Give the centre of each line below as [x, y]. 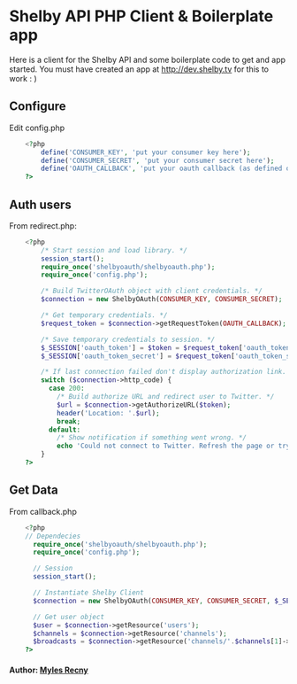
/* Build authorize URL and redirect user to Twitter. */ [165, 397]
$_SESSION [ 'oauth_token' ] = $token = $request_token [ [142, 347]
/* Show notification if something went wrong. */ [152, 438]
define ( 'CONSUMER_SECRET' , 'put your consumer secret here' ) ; [158, 160]
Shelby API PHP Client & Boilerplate [141, 16]
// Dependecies [53, 536]
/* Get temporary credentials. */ [104, 315]
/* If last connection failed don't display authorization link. [164, 372]
